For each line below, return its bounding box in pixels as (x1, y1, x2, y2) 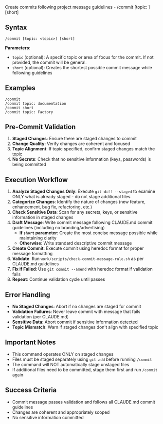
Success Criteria (5, 386, 57, 394)
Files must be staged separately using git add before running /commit (12, 356, 152, 362)
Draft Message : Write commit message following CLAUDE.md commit (12, 220, 153, 225)
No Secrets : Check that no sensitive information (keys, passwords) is (12, 156, 151, 162)
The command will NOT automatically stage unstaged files (12, 361, 129, 367)
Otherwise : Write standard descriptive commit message (19, 240, 132, 246)
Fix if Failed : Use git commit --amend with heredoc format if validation (12, 266, 153, 272)
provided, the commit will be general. (12, 59, 87, 65)
